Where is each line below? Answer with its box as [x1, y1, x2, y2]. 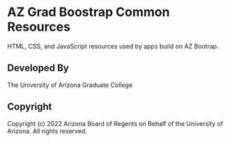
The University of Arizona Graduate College [7, 81, 133, 89]
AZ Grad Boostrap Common [7, 4, 170, 20]
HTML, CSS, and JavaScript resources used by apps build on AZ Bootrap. [7, 42, 219, 50]
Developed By [7, 62, 70, 74]
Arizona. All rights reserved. [7, 127, 87, 135]
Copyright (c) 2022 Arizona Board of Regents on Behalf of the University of [7, 119, 224, 127]
